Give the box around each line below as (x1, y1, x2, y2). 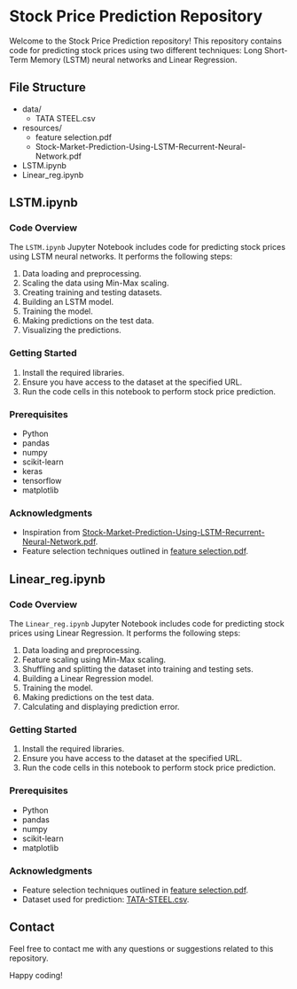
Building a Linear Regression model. (21, 674, 153, 684)
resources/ (21, 122, 62, 133)
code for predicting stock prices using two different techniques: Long (9, 44, 263, 55)
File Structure (9, 80, 86, 95)
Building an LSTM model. (21, 297, 114, 308)
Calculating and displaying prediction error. (21, 702, 180, 713)
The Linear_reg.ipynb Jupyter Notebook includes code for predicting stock (9, 619, 285, 629)
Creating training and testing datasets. (21, 287, 162, 298)
